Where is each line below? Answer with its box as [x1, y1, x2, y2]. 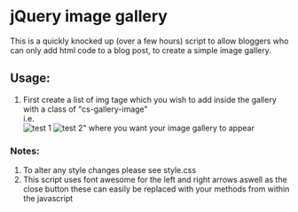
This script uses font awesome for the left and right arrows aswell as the [22, 175, 287, 185]
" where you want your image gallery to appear [82, 122, 255, 133]
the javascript [22, 193, 74, 204]
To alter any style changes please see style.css [22, 165, 197, 176]
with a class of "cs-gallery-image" [22, 104, 149, 114]
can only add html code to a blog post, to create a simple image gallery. [10, 44, 271, 55]
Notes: [10, 145, 40, 157]
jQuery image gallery [10, 6, 168, 27]
